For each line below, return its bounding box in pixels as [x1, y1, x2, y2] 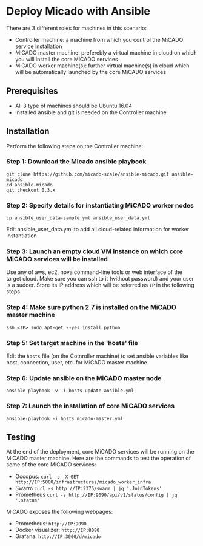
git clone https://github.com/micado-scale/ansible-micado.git [6, 171, 170, 177]
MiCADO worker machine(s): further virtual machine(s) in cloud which [15, 62, 190, 69]
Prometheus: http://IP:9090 [15, 520, 87, 527]
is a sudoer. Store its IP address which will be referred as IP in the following [6, 281, 195, 289]
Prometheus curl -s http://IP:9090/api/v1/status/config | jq [15, 491, 178, 499]
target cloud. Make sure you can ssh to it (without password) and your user [6, 275, 195, 282]
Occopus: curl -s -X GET [15, 473, 79, 480]
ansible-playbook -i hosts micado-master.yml [6, 415, 123, 421]
